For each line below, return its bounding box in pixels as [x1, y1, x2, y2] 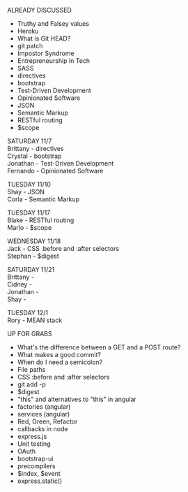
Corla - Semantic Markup [7, 195, 80, 203]
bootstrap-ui [17, 454, 54, 463]
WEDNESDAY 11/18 [7, 237, 61, 245]
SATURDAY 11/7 [7, 137, 52, 145]
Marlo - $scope [7, 224, 52, 231]
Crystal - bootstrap [7, 152, 62, 160]
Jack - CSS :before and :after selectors [7, 245, 120, 252]
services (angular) [17, 410, 70, 418]
